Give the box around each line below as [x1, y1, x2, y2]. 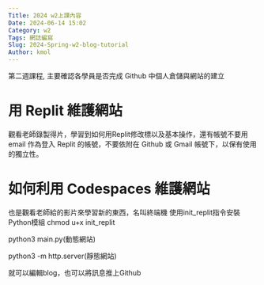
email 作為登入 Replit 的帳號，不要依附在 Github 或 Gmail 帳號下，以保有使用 [8, 139, 257, 149]
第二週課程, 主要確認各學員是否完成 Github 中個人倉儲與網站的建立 [8, 71, 225, 80]
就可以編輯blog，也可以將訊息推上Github [8, 268, 141, 277]
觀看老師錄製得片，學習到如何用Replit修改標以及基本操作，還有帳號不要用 [8, 129, 248, 139]
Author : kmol [8, 48, 51, 56]
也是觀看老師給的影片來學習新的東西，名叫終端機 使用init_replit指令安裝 [8, 207, 241, 217]
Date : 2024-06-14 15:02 [8, 19, 87, 27]
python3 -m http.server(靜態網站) [8, 251, 117, 260]
